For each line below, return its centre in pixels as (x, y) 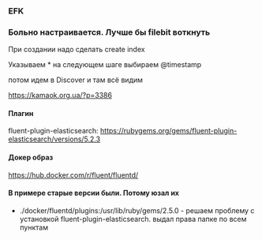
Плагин (21, 113)
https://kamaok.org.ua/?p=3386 (60, 96)
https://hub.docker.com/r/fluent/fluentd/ (73, 174)
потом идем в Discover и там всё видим (76, 80)
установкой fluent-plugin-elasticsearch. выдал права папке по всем (133, 219)
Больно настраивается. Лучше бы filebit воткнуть (109, 32)
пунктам (34, 227)
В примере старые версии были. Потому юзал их (94, 193)
